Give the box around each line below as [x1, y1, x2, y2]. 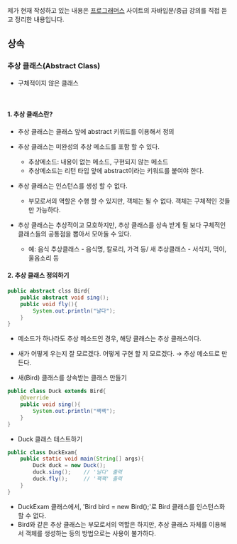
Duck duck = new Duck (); [33, 462, 106, 469]
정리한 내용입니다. [14, 15, 65, 23]
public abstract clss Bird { [7, 288, 91, 295]
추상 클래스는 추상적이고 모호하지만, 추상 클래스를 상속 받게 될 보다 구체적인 [17, 220, 226, 229]
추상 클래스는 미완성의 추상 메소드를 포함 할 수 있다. [17, 142, 160, 151]
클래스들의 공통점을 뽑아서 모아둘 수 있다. [17, 229, 132, 238]
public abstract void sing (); [20, 294, 110, 301]
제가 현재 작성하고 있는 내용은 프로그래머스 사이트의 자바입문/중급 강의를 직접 [7, 6, 220, 14]
